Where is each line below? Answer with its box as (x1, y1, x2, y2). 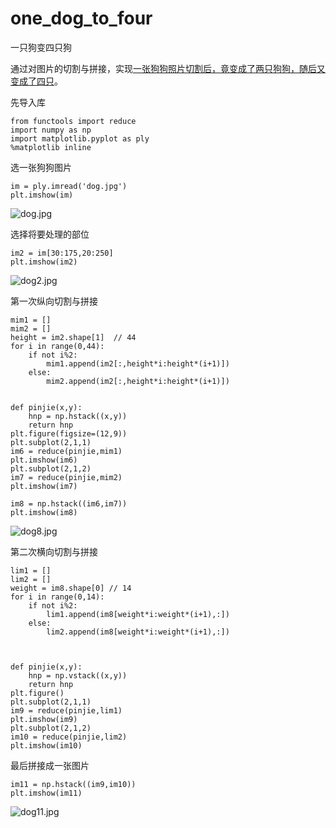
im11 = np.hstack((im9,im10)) (10, 779, 137, 789)
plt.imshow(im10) (10, 740, 83, 751)
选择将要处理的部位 (10, 228, 90, 240)
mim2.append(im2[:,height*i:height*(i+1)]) (46, 376, 230, 386)
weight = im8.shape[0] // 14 (10, 583, 132, 593)
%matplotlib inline (10, 142, 92, 152)
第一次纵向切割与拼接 (10, 295, 98, 307)
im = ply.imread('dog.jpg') (10, 181, 128, 191)
